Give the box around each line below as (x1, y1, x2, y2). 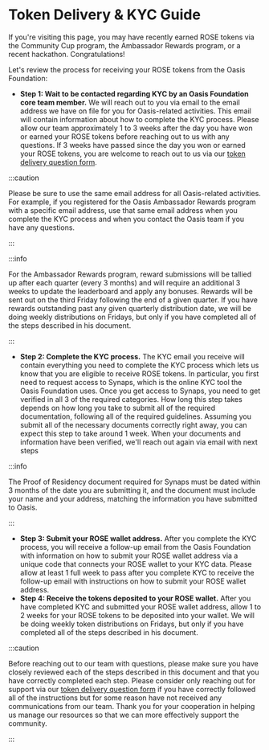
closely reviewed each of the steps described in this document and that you (8, 667, 259, 677)
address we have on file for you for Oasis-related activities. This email (19, 106, 251, 116)
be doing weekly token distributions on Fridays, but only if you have (19, 619, 244, 629)
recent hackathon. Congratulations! (8, 49, 126, 59)
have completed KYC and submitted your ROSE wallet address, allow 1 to (19, 601, 262, 612)
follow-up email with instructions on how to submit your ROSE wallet (19, 576, 247, 586)
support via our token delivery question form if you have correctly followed (8, 684, 256, 694)
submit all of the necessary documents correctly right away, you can (19, 420, 247, 429)
